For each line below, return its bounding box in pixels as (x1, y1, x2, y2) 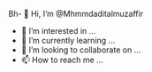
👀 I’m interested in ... (20, 26, 96, 36)
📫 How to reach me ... (20, 54, 103, 65)
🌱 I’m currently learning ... (20, 36, 116, 45)
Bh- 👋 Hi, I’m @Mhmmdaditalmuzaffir (8, 9, 143, 19)
